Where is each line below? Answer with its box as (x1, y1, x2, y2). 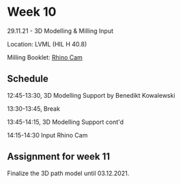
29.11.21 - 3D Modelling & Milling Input (7, 27, 114, 35)
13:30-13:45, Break (7, 104, 60, 113)
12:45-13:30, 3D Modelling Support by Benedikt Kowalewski (7, 91, 176, 99)
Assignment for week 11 (7, 151, 111, 163)
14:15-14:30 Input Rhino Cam (7, 131, 88, 139)
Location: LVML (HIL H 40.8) (7, 40, 87, 48)
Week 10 (7, 4, 57, 20)
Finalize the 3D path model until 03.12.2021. (7, 169, 130, 177)
